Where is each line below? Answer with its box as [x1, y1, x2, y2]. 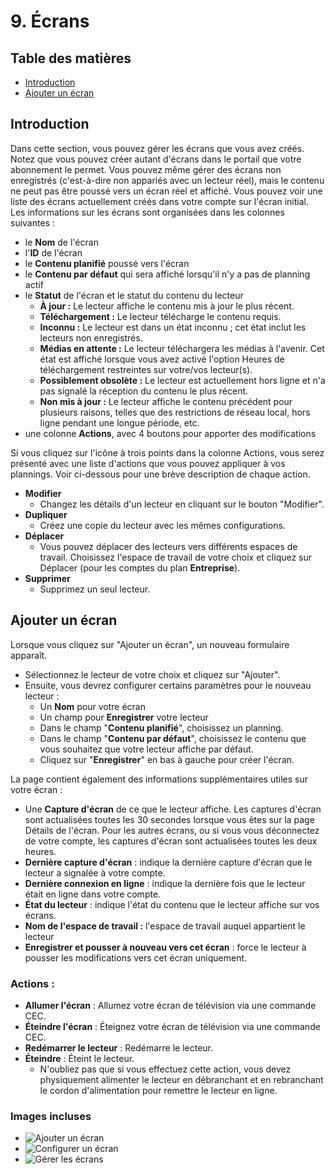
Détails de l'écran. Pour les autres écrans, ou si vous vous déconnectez [24, 824, 320, 836]
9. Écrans [10, 10, 90, 33]
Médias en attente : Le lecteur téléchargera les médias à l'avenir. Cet [39, 342, 325, 354]
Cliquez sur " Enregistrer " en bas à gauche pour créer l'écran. [39, 753, 295, 765]
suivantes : [10, 216, 55, 229]
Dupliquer [24, 508, 68, 520]
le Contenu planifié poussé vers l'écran [24, 257, 190, 269]
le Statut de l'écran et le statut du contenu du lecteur [24, 289, 244, 301]
